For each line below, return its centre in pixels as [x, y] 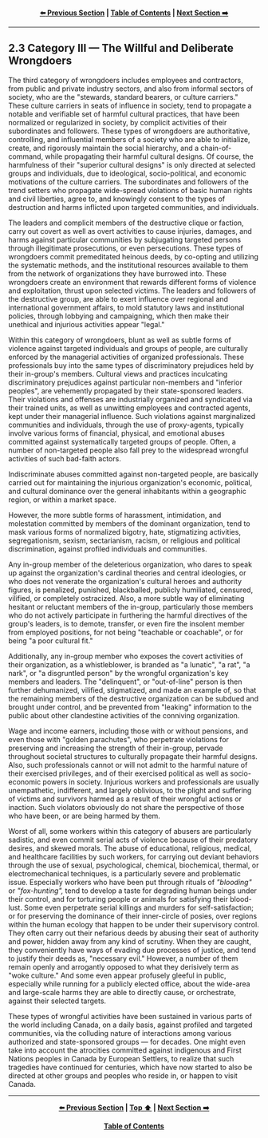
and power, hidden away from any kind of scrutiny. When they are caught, [130, 941]
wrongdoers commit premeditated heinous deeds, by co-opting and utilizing [134, 256]
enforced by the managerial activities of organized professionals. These [126, 357]
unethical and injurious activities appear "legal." [87, 324]
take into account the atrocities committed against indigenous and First [125, 1050]
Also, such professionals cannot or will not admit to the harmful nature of [128, 765]
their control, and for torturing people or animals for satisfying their [118, 899]
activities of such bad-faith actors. [65, 458]
